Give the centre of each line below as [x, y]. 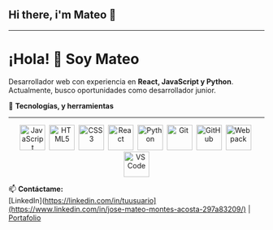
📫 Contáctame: [36, 189]
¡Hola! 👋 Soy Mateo [74, 59]
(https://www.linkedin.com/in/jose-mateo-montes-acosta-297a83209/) [127, 209]
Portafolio [25, 217]
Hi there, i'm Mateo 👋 [62, 15]
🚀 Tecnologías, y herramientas [61, 105]
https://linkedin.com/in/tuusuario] [100, 200]
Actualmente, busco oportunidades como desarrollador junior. [113, 90]
